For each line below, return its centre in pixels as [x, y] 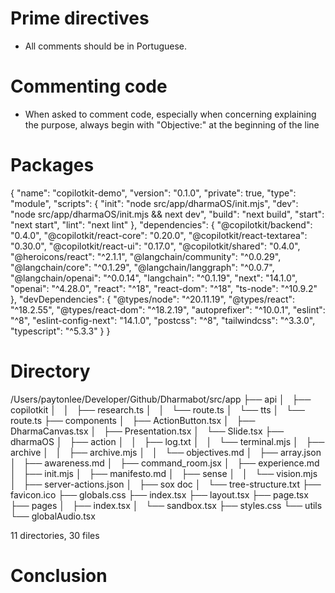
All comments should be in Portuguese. [106, 46]
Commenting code [89, 86]
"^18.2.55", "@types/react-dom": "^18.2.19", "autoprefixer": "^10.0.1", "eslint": [168, 309]
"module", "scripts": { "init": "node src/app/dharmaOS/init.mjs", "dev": [154, 203]
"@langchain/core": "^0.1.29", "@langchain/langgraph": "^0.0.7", [142, 267]
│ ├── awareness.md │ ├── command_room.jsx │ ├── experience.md [165, 463]
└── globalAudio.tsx [53, 516]
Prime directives [80, 18]
